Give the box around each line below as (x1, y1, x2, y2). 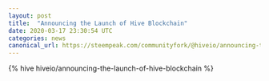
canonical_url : (8, 42, 59, 50)
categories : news (8, 34, 66, 43)
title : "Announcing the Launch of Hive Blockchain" (8, 19, 188, 27)
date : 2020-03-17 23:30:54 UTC (8, 26, 113, 34)
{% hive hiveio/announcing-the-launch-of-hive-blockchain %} (8, 63, 214, 73)
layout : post (8, 11, 52, 20)
